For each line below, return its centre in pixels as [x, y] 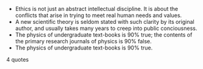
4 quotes [18, 60]
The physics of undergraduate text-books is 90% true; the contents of [104, 35]
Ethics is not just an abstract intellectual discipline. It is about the [97, 9]
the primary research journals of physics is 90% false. [83, 41]
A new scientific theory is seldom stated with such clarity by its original [105, 22]
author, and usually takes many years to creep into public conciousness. [106, 28]
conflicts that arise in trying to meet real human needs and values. [98, 15]
